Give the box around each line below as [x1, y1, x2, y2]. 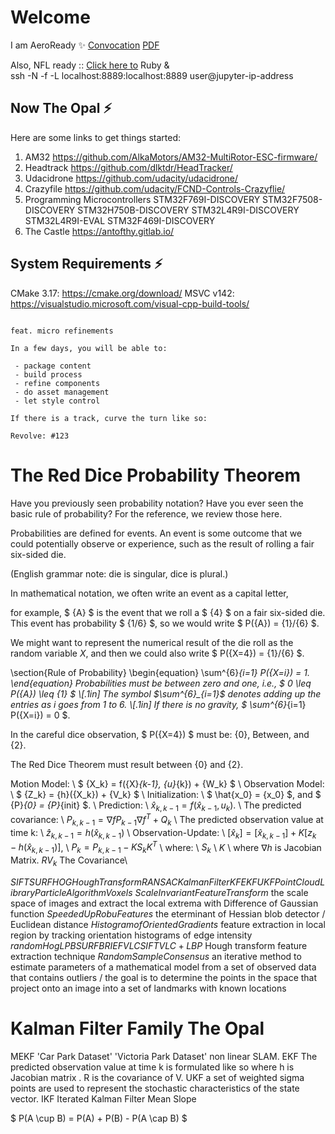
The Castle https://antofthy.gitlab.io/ [24, 225, 175, 237]
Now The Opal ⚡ [10, 100, 113, 117]
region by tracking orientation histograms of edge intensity [10, 929, 253, 941]
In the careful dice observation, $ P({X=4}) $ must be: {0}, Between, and [10, 728, 310, 740]
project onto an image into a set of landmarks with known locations [10, 982, 287, 994]
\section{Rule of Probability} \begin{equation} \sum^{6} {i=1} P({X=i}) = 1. [10, 666, 310, 678]
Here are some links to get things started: [10, 131, 181, 143]
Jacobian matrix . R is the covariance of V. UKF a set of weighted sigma [10, 1071, 305, 1083]
